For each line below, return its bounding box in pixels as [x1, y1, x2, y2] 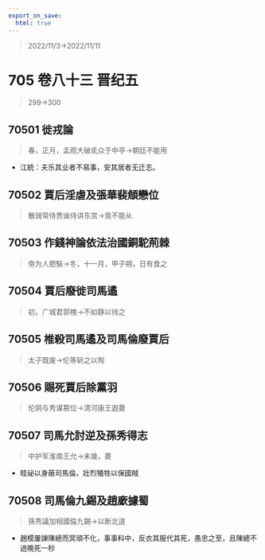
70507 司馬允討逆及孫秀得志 [8, 429, 149, 442]
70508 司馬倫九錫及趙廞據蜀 [8, 494, 149, 507]
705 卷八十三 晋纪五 [8, 71, 139, 89]
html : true [15, 19, 52, 27]
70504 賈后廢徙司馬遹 [8, 284, 118, 298]
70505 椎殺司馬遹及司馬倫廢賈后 [8, 332, 170, 346]
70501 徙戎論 [8, 122, 74, 136]
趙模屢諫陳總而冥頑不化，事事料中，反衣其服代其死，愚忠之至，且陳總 [19, 533, 251, 542]
